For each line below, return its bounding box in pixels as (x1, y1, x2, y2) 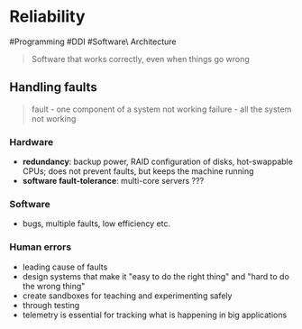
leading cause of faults (22, 261, 108, 272)
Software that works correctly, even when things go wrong (31, 53, 250, 64)
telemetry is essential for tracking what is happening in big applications (22, 309, 288, 320)
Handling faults (9, 79, 97, 96)
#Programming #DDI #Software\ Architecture (9, 36, 177, 47)
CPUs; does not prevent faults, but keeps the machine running (22, 166, 254, 177)
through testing (22, 299, 79, 310)
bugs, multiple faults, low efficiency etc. (22, 218, 171, 229)
